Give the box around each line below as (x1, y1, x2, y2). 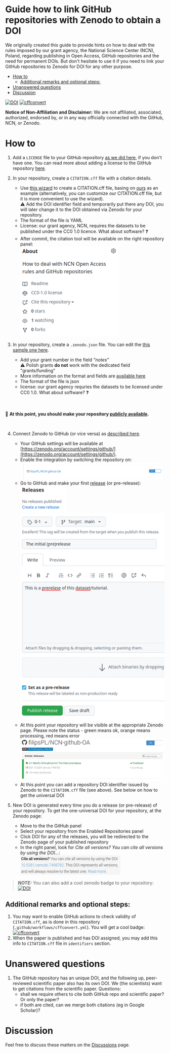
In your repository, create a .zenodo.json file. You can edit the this (12, 341, 150, 347)
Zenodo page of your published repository (20, 839, 109, 845)
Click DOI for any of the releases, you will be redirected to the (20, 833, 149, 840)
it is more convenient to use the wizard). (20, 195, 104, 201)
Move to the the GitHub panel (20, 823, 82, 829)
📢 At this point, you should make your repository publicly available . (5, 411, 149, 417)
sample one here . (12, 346, 49, 353)
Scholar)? (20, 1007, 40, 1013)
